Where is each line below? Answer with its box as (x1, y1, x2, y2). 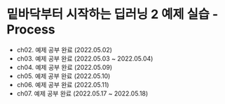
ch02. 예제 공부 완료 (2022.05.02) (16, 45, 113, 54)
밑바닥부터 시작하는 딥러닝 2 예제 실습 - (6, 6, 219, 22)
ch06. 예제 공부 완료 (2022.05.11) (16, 80, 109, 89)
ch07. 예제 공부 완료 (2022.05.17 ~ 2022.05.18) (16, 89, 149, 98)
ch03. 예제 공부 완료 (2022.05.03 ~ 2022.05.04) (16, 54, 154, 63)
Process (6, 22, 55, 38)
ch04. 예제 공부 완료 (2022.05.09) (16, 63, 113, 71)
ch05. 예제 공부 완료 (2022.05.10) (16, 71, 111, 80)
